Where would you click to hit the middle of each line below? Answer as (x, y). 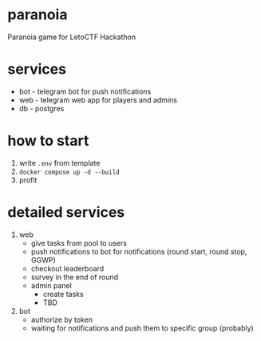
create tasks (63, 294)
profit (28, 180)
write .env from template (59, 162)
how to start (48, 141)
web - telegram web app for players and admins (98, 100)
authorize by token (62, 319)
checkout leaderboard (67, 268)
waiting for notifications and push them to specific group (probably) (142, 328)
